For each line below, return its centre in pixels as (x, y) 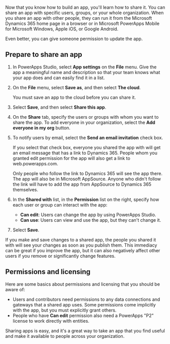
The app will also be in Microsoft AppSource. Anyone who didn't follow (87, 179)
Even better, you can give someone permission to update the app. (74, 39)
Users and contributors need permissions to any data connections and (86, 299)
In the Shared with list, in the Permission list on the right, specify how (86, 199)
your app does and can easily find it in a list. (59, 78)
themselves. (25, 189)
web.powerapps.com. (35, 163)
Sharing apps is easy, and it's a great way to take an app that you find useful (85, 331)
